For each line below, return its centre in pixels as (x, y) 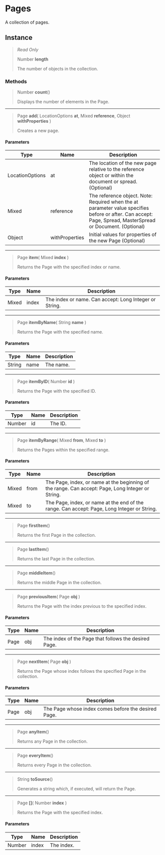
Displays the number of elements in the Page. (63, 102)
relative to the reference (117, 169)
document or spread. (113, 182)
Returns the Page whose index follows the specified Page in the (82, 671)
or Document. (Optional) (117, 227)
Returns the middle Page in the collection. (59, 583)
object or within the (111, 175)
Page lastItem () (33, 549)
